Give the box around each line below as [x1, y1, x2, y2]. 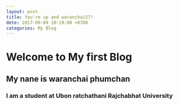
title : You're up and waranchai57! [6, 14, 94, 20]
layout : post [6, 8, 38, 15]
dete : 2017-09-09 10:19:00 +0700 [6, 19, 88, 25]
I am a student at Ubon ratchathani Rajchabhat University [6, 91, 173, 100]
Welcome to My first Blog [6, 51, 132, 64]
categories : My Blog [6, 25, 57, 31]
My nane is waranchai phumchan [6, 74, 131, 84]
